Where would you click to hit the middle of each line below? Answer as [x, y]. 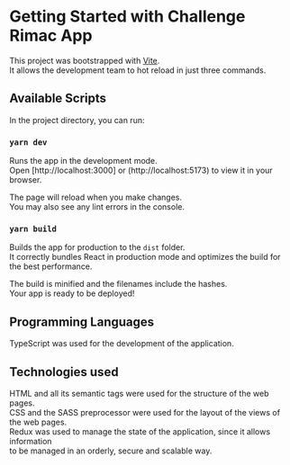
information [31, 441]
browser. [26, 180]
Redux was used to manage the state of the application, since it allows [140, 431]
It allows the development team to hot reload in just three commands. [138, 70]
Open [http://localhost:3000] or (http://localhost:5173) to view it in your [141, 170]
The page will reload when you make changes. [96, 197]
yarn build [33, 228]
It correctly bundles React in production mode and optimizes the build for [145, 257]
